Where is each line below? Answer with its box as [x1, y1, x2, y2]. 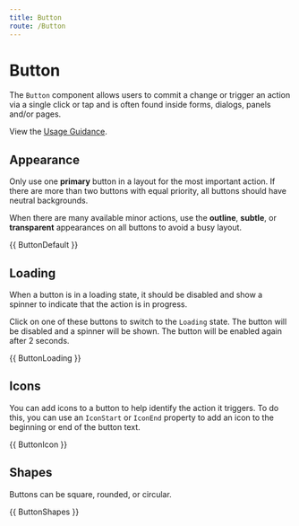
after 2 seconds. [9, 336, 70, 346]
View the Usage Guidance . [9, 127, 107, 137]
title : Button [9, 13, 63, 22]
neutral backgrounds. [9, 195, 89, 206]
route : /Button [9, 22, 66, 31]
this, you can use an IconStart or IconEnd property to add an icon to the [9, 412, 275, 423]
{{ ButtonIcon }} [9, 439, 68, 450]
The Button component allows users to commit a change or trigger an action [9, 90, 291, 101]
